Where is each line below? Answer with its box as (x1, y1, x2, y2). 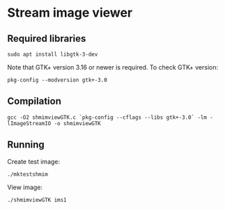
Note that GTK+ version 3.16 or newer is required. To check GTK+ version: (7, 63, 219, 71)
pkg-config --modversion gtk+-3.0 (7, 76, 108, 83)
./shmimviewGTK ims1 (7, 196, 68, 203)
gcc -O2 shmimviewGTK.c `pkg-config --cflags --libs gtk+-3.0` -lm (7, 113, 208, 121)
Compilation (7, 95, 61, 107)
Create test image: (7, 157, 61, 165)
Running (7, 139, 45, 151)
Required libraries (7, 33, 86, 45)
